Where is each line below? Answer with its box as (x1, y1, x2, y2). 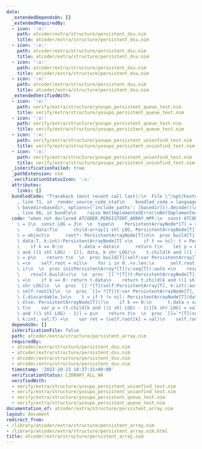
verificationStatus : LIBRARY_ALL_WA (11, 372, 103, 378)
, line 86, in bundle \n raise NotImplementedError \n (17, 210, 161, 216)
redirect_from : (6, 417, 44, 423)
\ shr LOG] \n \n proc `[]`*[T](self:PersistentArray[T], (17, 283, 168, 289)
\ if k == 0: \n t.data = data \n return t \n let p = (17, 243, 192, 249)
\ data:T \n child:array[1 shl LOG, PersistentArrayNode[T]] (17, 227, 198, 233)
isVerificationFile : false (11, 327, 79, 334)
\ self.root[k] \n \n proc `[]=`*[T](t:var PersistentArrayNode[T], (17, 288, 195, 295)
